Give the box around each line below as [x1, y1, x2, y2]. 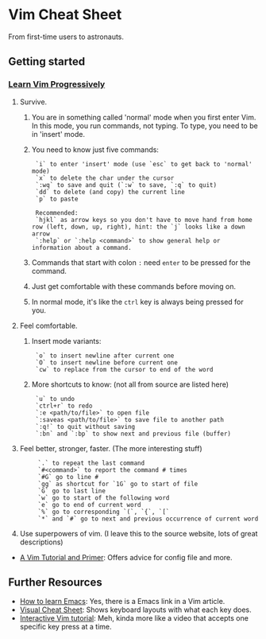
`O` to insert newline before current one [35, 358, 179, 367]
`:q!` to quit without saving [35, 423, 136, 431]
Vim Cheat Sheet [8, 6, 122, 24]
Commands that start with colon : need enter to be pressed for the [31, 257, 251, 267]
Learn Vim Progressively [8, 79, 106, 90]
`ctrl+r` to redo [35, 402, 93, 410]
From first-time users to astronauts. [8, 32, 125, 41]
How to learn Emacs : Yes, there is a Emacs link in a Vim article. [19, 597, 226, 606]
